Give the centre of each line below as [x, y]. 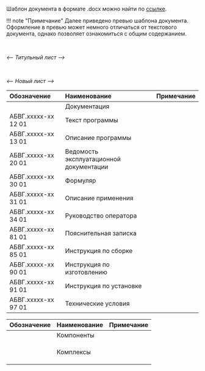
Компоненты [76, 335]
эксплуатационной [93, 159]
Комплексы [74, 352]
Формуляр [81, 181]
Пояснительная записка [101, 233]
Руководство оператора [101, 215]
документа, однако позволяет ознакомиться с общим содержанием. [97, 34]
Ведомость [82, 151]
